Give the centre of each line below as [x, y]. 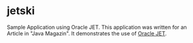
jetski [21, 11]
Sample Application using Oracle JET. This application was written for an [97, 27]
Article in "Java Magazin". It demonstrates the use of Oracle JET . [87, 33]
